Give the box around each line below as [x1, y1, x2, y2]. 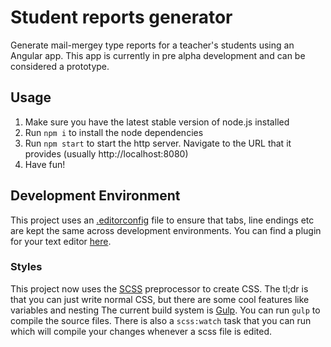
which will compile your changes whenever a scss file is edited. [10, 325, 273, 337]
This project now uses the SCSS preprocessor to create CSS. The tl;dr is [10, 282, 309, 295]
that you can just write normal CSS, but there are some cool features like [10, 293, 310, 305]
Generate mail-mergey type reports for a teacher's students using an [10, 39, 295, 51]
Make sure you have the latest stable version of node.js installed [24, 116, 290, 128]
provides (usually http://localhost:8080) [24, 147, 189, 160]
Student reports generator [10, 6, 233, 29]
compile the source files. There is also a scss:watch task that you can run [10, 314, 312, 326]
